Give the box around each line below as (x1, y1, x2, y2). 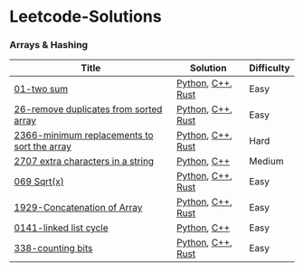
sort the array (14, 140, 72, 153)
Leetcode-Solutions (9, 6, 162, 27)
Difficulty (248, 61, 290, 74)
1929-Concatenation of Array (14, 202, 143, 214)
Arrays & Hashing (9, 39, 89, 52)
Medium (248, 155, 284, 168)
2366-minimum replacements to (14, 129, 154, 142)
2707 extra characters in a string (14, 155, 155, 168)
